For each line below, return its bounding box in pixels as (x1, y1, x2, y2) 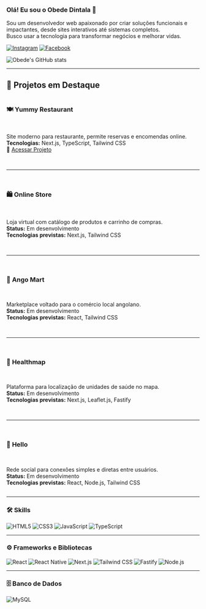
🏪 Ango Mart (6, 275, 45, 284)
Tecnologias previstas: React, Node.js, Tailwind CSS (6, 478, 140, 486)
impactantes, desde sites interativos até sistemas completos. (6, 26, 161, 33)
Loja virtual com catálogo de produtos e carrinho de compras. (6, 218, 163, 226)
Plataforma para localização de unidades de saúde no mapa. (6, 383, 159, 391)
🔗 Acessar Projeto (6, 146, 52, 153)
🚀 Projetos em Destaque (6, 80, 100, 90)
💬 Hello (6, 440, 28, 449)
